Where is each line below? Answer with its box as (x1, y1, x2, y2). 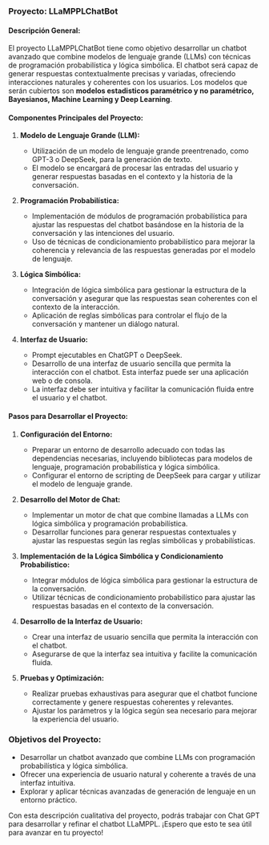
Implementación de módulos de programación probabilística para (31, 211, 248, 221)
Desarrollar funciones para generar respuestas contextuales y (31, 527, 237, 537)
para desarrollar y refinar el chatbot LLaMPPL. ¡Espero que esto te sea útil (8, 819, 252, 828)
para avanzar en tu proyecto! (8, 827, 104, 837)
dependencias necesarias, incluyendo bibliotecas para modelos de (31, 453, 253, 463)
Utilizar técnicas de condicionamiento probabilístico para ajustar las (31, 592, 256, 602)
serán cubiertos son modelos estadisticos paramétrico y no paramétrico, (8, 86, 255, 95)
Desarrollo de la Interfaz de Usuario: (19, 616, 143, 626)
